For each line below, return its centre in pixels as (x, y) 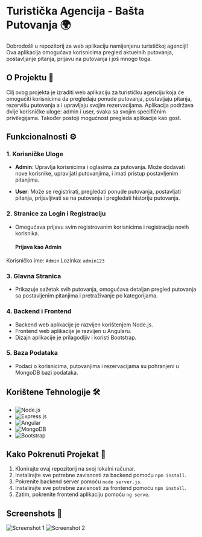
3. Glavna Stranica (34, 276)
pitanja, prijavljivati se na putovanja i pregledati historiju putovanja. (97, 198)
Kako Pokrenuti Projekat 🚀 (56, 455)
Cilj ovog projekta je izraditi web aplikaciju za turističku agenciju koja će (95, 92)
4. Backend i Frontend (39, 311)
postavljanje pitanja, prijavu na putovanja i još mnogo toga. (79, 59)
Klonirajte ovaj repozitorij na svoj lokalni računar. (75, 469)
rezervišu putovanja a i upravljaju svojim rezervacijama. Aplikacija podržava (100, 105)
